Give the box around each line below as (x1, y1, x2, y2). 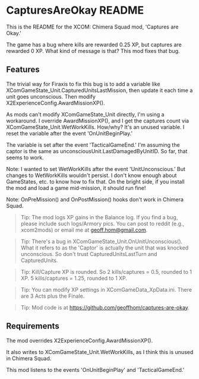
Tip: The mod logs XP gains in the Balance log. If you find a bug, (20, 213, 178, 220)
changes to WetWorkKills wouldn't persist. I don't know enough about (6, 172, 177, 179)
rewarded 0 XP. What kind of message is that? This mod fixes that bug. (6, 47, 180, 54)
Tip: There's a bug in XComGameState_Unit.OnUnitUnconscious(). (20, 238, 183, 245)
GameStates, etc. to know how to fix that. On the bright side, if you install (6, 178, 185, 185)
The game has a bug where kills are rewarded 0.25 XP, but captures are (6, 41, 182, 48)
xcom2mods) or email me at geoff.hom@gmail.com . (20, 226, 148, 233)
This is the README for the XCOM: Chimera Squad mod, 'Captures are (6, 23, 179, 30)
